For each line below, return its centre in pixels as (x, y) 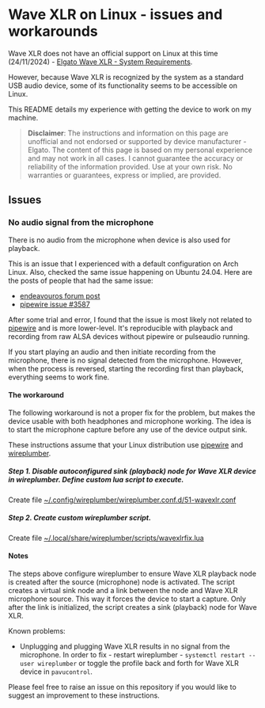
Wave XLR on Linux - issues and (115, 15)
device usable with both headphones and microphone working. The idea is (130, 421)
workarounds (53, 31)
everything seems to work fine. (59, 377)
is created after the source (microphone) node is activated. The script (121, 582)
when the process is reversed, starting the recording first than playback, (126, 368)
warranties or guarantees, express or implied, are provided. (124, 175)
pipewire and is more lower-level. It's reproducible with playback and (121, 328)
